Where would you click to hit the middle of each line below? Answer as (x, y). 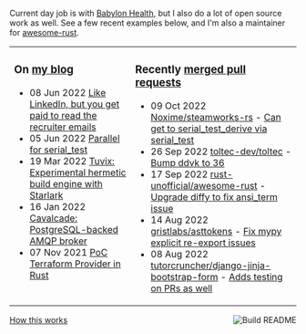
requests (158, 83)
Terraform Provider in (75, 264)
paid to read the (63, 115)
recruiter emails (63, 127)
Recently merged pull (190, 70)
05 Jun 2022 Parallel (75, 138)
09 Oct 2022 (178, 106)
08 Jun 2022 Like (68, 92)
